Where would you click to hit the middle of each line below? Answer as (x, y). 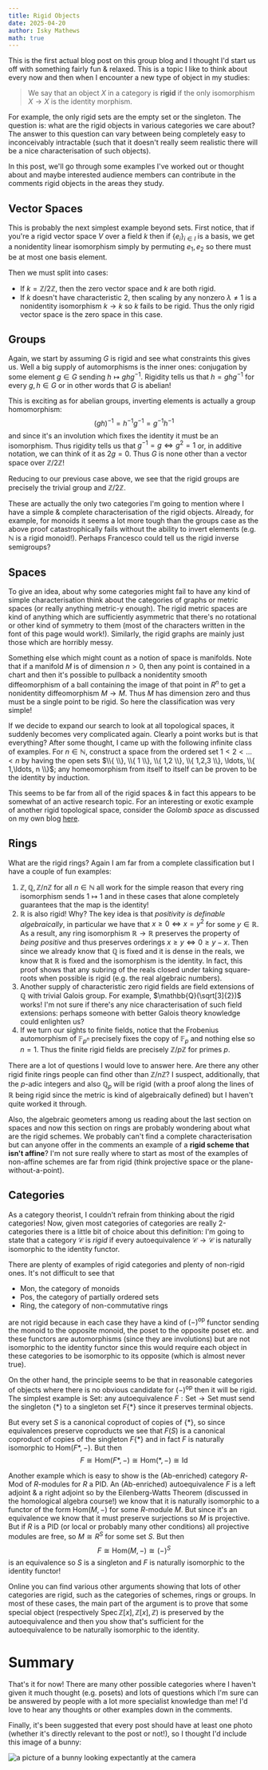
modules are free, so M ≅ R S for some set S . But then (97, 1536)
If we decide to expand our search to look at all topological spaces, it (122, 725)
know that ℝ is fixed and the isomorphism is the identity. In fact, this (131, 961)
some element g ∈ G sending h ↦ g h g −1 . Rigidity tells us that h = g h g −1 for (132, 376)
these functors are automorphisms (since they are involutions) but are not (129, 1339)
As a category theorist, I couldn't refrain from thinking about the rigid (122, 1214)
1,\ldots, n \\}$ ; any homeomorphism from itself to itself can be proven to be (133, 769)
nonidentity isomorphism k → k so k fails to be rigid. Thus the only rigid (137, 306)
